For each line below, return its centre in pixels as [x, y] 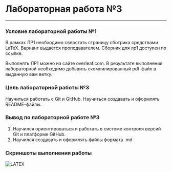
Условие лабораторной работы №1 [51, 31]
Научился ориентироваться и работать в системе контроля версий [87, 128]
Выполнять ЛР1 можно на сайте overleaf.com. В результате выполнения [84, 63]
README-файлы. [24, 104]
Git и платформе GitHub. [39, 134]
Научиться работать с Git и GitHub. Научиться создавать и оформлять [82, 99]
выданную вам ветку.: [29, 74]
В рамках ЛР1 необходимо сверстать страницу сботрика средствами [82, 43]
